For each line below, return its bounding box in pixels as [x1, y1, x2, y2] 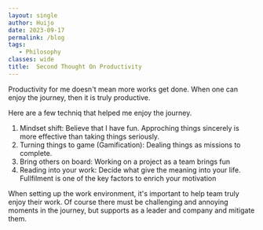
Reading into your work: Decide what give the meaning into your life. [19, 165, 241, 174]
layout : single [8, 11, 58, 20]
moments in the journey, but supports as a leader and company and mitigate [8, 206, 255, 215]
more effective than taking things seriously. [19, 132, 159, 141]
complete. [19, 148, 53, 158]
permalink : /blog [8, 33, 65, 42]
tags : [8, 41, 26, 49]
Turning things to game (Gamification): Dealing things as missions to [19, 139, 241, 150]
